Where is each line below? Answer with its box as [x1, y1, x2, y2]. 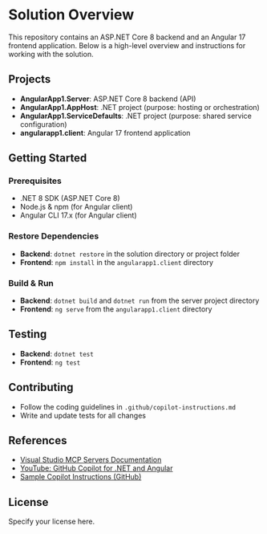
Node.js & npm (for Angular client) [19, 202, 133, 212]
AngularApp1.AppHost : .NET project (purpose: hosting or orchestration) [19, 102, 261, 112]
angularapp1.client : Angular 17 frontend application [19, 128, 191, 137]
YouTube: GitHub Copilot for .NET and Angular [19, 463, 173, 473]
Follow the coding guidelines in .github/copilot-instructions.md [19, 402, 237, 411]
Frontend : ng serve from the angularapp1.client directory [19, 304, 212, 314]
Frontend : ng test [19, 357, 81, 367]
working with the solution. [8, 49, 94, 59]
